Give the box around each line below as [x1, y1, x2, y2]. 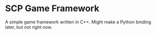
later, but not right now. [5, 24, 52, 30]
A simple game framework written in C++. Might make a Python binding [5, 19, 152, 25]
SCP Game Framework [5, 3, 100, 14]
